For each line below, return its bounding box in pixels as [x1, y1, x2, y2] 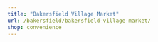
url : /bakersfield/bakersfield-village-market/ [7, 17, 152, 24]
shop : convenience [7, 23, 62, 31]
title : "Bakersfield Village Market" [7, 10, 120, 18]
